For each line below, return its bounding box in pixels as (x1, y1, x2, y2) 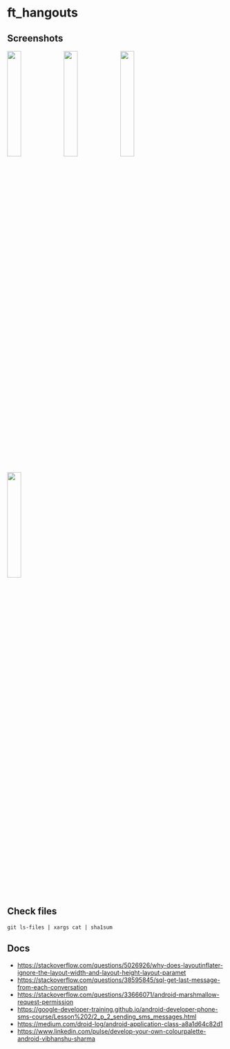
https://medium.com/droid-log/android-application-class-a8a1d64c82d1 (17, 1019, 223, 1028)
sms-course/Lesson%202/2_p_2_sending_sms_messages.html (17, 1012, 197, 1021)
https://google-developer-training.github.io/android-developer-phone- (17, 1005, 218, 1013)
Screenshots (7, 32, 64, 44)
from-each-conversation (17, 983, 88, 991)
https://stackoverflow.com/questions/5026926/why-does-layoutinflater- (17, 961, 223, 969)
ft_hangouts (7, 5, 78, 21)
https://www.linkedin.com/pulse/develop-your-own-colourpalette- (17, 1027, 207, 1035)
